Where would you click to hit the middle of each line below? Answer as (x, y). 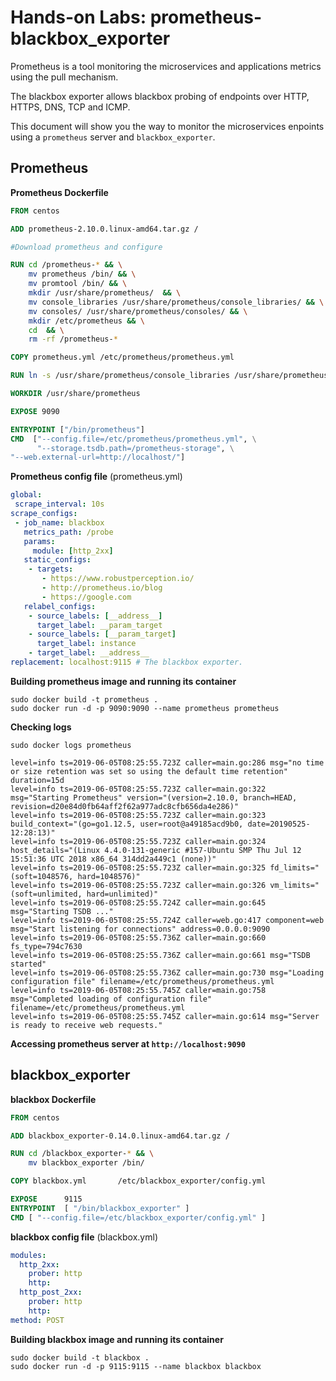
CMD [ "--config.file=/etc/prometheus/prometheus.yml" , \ (133, 439)
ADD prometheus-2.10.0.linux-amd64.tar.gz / (104, 229)
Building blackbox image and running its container (117, 1339)
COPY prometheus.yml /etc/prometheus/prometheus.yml (122, 357)
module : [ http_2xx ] (73, 551)
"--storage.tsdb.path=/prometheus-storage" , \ (135, 448)
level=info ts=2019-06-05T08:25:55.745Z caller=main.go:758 (138, 990)
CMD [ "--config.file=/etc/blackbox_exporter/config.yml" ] (138, 1217)
